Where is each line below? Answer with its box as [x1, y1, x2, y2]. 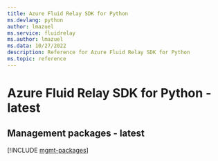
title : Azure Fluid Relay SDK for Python [7, 10, 129, 17]
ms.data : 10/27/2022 [7, 42, 67, 49]
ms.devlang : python [7, 17, 64, 24]
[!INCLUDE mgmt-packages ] [7, 146, 89, 154]
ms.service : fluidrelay [7, 29, 76, 37]
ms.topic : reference [7, 56, 67, 62]
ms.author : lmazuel [7, 36, 64, 43]
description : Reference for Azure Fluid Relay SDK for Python [7, 49, 190, 56]
